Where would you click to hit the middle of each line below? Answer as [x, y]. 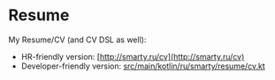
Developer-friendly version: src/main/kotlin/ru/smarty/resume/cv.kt [143, 66]
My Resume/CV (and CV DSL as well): [77, 40]
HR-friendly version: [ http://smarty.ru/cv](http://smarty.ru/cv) [133, 56]
